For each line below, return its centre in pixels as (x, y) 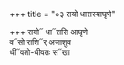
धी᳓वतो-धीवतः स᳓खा (40, 52)
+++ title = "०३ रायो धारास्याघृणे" (62, 14)
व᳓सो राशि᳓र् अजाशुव (40, 42)
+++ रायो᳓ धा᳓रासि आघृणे (49, 32)
